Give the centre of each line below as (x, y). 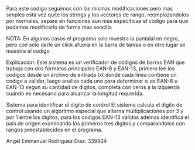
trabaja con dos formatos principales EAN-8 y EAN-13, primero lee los (90, 69)
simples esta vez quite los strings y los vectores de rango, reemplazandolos (97, 15)
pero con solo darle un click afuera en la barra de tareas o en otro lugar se (96, 45)
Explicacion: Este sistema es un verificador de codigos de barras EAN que (95, 62)
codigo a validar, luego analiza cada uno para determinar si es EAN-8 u (92, 81)
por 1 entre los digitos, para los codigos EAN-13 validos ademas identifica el (97, 117)
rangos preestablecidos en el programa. (54, 129)
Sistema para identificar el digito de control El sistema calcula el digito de (94, 105)
